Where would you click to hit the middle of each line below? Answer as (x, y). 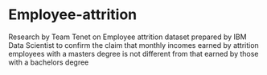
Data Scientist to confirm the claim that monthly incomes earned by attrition (133, 45)
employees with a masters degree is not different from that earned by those (133, 53)
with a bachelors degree (49, 62)
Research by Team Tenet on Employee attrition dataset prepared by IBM (127, 37)
